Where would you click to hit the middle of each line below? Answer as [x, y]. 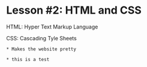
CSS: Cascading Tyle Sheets [41, 38]
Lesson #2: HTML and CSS [74, 10]
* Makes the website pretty [41, 49]
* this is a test [28, 59]
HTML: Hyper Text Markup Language [52, 27]
